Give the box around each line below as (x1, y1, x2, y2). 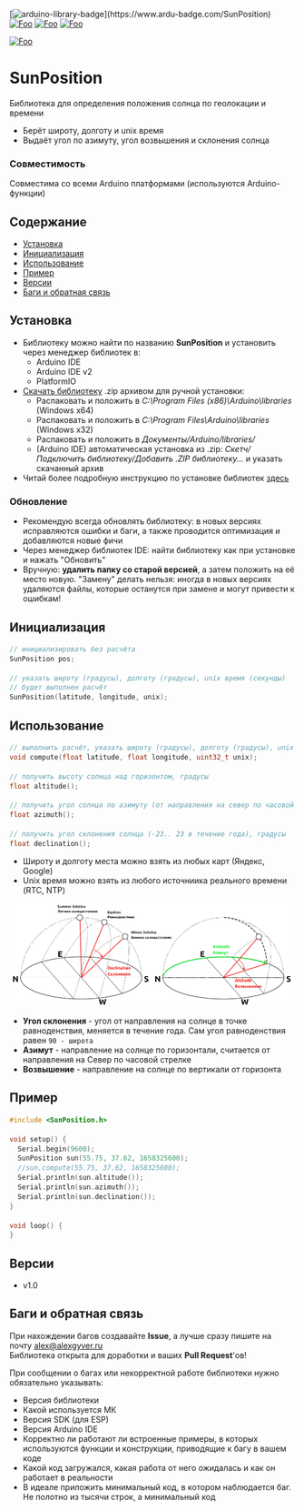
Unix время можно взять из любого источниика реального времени (22, 874, 288, 886)
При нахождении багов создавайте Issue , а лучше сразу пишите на (9, 1330, 272, 1341)
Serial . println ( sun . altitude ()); (17, 1174, 144, 1183)
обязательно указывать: (9, 1376, 104, 1387)
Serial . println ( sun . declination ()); (17, 1192, 156, 1201)
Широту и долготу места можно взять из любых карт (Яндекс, (22, 855, 265, 866)
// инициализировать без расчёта (9, 644, 136, 654)
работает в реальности (22, 1472, 113, 1483)
